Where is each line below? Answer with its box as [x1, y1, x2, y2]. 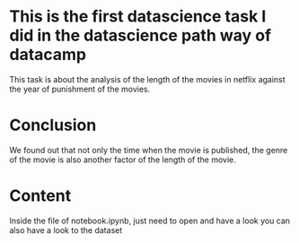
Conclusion [9, 115, 97, 135]
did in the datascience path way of [9, 25, 272, 46]
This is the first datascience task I [9, 6, 267, 27]
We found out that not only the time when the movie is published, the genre [9, 144, 288, 155]
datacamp [9, 45, 87, 65]
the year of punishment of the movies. [9, 83, 151, 94]
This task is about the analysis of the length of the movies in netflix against [9, 74, 286, 84]
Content [9, 186, 72, 206]
